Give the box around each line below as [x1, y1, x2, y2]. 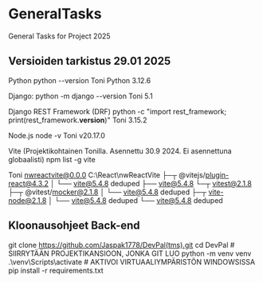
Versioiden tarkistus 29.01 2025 [8, 54, 171, 68]
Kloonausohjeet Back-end [8, 219, 141, 233]
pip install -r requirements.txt [8, 265, 104, 275]
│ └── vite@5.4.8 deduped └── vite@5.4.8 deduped [48, 195, 223, 205]
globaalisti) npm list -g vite [8, 154, 96, 164]
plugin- [205, 169, 230, 180]
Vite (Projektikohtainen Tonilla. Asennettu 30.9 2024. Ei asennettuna [8, 145, 233, 156]
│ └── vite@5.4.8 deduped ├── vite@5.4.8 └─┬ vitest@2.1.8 [50, 178, 253, 188]
